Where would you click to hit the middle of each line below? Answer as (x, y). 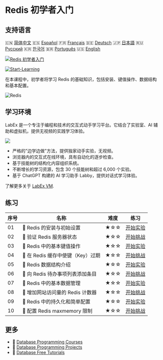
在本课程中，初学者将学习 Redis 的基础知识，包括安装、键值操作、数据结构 (81, 79)
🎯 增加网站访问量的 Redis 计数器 (60, 292)
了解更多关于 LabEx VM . (30, 186)
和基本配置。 (18, 85)
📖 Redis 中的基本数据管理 (51, 283)
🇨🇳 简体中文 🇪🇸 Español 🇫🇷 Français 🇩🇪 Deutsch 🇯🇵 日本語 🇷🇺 (74, 43)
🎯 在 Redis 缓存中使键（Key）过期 (62, 255)
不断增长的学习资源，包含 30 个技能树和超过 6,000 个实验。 (73, 169)
